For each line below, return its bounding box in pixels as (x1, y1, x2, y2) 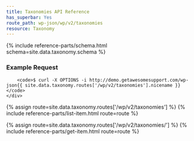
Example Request (6, 64, 58, 72)
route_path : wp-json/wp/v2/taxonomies (6, 20, 103, 26)
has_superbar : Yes (6, 14, 52, 20)
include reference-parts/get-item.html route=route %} (6, 127, 140, 135)
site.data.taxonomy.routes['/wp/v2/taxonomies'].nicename (25, 82, 172, 88)
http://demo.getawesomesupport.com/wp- (89, 77, 189, 83)
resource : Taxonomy (6, 25, 55, 32)
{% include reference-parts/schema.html (6, 42, 108, 49)
